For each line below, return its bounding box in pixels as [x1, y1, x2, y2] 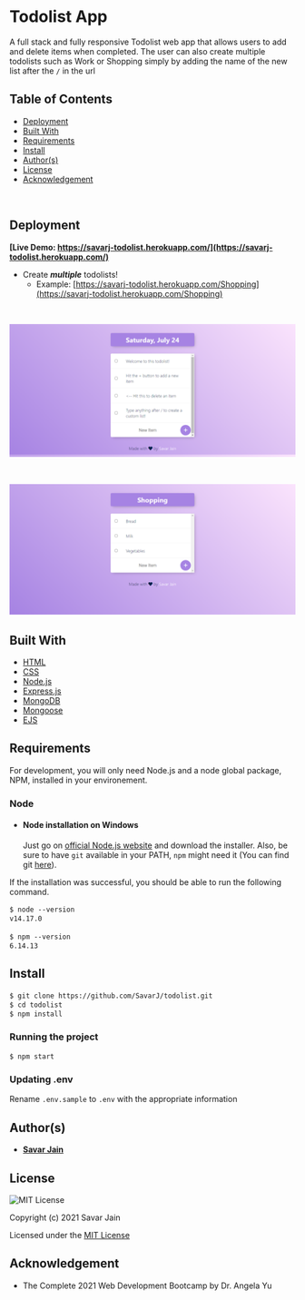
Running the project [9, 1030, 99, 1043]
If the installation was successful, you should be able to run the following [9, 876, 282, 887]
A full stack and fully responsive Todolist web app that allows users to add [9, 36, 288, 47]
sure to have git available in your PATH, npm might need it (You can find [22, 849, 290, 860]
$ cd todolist [9, 1000, 64, 1009]
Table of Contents [9, 92, 113, 107]
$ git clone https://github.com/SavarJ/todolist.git [9, 991, 213, 1000]
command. [9, 886, 50, 897]
